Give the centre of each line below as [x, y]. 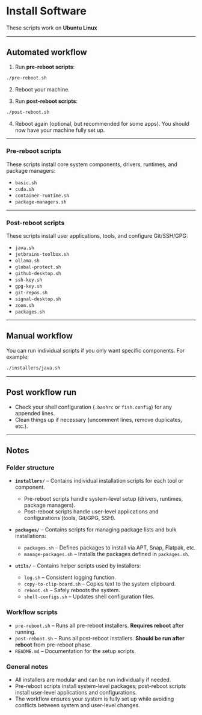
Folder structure [30, 468]
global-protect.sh [38, 267]
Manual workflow [40, 336]
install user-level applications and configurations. [76, 692]
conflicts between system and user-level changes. [77, 705]
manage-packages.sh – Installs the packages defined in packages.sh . [107, 554]
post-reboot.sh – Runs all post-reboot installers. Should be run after [99, 638]
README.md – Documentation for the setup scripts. [75, 651]
